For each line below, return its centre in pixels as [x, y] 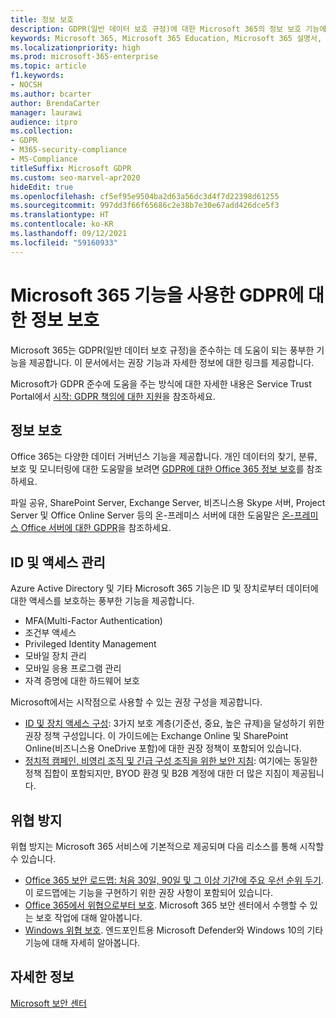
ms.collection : [42, 131]
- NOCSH [26, 85]
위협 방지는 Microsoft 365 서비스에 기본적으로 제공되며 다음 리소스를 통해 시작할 [167, 846]
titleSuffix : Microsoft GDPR [71, 168]
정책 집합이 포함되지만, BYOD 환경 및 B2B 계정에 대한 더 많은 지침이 [157, 773]
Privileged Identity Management [90, 644]
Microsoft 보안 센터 [48, 1003]
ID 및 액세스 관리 [58, 562]
